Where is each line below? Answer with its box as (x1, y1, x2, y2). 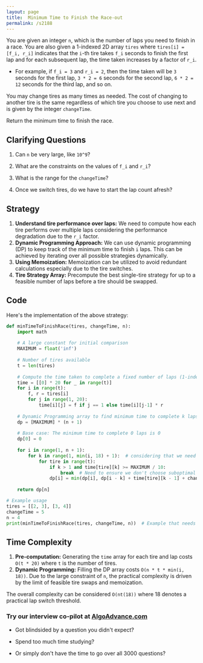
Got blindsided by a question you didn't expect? (14, 626, 134, 633)
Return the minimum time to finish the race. (6, 117, 114, 124)
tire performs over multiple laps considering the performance (14, 226, 167, 234)
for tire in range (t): (38, 459, 96, 465)
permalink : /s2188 (6, 20, 53, 26)
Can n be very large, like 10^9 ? (14, 151, 91, 158)
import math (17, 329, 47, 335)
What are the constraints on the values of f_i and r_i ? (14, 163, 151, 170)
